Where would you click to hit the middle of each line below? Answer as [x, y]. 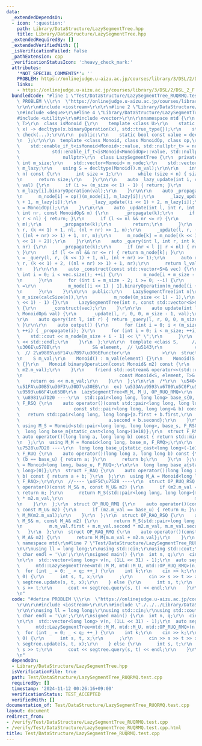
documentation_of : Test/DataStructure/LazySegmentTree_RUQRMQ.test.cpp [98, 705]
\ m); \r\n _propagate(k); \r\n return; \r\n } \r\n [105, 224]
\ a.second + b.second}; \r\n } [103, 420]
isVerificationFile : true [44, 672]
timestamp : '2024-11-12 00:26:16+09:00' [63, 689]
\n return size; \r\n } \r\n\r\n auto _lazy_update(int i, [105, 180]
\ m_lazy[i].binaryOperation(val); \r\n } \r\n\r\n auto [95, 191]
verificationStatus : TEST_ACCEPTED [56, 694]
